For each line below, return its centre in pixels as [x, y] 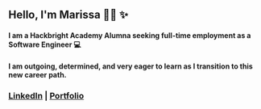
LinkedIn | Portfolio [46, 95]
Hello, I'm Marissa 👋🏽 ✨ [68, 15]
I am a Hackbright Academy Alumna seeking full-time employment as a [130, 35]
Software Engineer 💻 [45, 44]
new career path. [37, 74]
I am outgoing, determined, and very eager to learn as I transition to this [131, 66]
